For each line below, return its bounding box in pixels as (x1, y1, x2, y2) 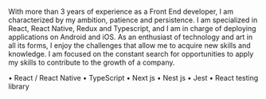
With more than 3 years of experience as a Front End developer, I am (8, 7, 233, 16)
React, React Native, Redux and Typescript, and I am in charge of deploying (8, 24, 256, 33)
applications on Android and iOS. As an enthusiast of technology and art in (8, 32, 253, 42)
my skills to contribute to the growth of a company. (8, 57, 175, 67)
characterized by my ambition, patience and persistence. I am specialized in (8, 15, 258, 25)
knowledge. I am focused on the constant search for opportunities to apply (8, 49, 254, 58)
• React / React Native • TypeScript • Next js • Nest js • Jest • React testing (8, 73, 259, 82)
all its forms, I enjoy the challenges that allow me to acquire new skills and (8, 41, 251, 50)
